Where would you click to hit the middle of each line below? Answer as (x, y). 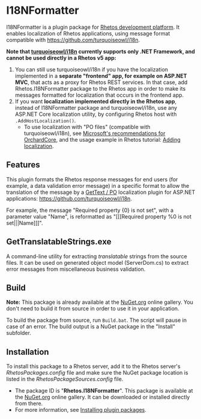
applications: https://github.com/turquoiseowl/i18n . (69, 198)
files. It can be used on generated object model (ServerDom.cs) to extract (97, 262)
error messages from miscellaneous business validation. (76, 269)
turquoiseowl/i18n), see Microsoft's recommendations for (94, 133)
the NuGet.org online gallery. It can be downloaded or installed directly (102, 397)
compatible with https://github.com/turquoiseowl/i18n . (73, 40)
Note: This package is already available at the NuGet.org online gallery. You (100, 302)
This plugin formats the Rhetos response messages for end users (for (92, 179)
